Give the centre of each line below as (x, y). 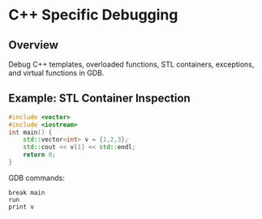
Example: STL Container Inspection (99, 99)
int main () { (30, 132)
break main (27, 192)
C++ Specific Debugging (93, 15)
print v (21, 207)
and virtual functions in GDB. (56, 73)
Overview (34, 45)
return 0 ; (40, 155)
